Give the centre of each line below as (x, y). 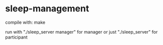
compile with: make (25, 22)
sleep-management (47, 9)
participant (16, 37)
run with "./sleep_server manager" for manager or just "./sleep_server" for (81, 32)
